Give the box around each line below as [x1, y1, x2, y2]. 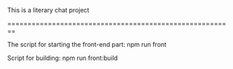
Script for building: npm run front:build [7, 54, 118, 62]
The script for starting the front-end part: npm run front [7, 40, 167, 48]
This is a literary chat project [7, 6, 90, 14]
